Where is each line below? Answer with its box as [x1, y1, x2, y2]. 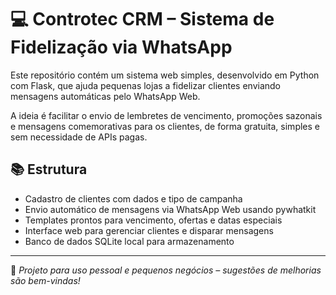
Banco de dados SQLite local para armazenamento [24, 235, 235, 247]
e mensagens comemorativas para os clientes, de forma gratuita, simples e [10, 120, 320, 132]
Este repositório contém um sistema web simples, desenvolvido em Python [10, 69, 320, 81]
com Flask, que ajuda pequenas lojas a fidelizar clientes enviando [10, 79, 281, 91]
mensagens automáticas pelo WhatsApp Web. [10, 90, 201, 102]
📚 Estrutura [10, 161, 88, 178]
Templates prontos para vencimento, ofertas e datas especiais [24, 214, 283, 226]
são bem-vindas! [10, 274, 81, 286]
